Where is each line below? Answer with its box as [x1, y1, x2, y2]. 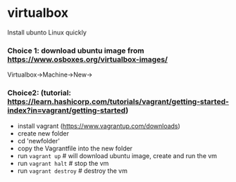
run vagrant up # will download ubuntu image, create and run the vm [17, 151, 217, 160]
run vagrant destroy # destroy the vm [17, 167, 128, 175]
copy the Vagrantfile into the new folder [17, 144, 132, 152]
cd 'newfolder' [17, 136, 60, 145]
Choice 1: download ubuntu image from [7, 46, 144, 56]
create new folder [17, 129, 69, 138]
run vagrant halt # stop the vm [17, 159, 109, 167]
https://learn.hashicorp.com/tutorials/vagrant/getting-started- [7, 97, 229, 107]
